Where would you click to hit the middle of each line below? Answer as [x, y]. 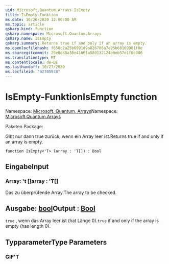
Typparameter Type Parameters [56, 242]
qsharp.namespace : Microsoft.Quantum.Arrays [53, 34]
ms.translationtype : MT [31, 57]
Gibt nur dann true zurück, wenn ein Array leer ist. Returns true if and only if [84, 136]
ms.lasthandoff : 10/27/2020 [35, 67]
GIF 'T [12, 257]
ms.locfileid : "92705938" [33, 72]
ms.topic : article [25, 24]
